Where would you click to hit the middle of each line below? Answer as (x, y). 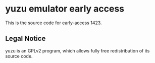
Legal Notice (25, 39)
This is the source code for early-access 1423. (54, 23)
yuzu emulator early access (65, 9)
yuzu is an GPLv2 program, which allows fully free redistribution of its (77, 50)
